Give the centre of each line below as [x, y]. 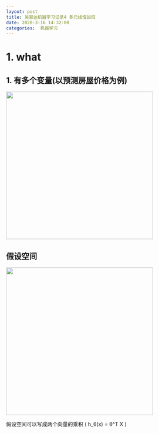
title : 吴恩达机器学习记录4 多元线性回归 [51, 17]
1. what [23, 57]
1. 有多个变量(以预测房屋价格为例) [67, 80]
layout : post [22, 12]
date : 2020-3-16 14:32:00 [38, 22]
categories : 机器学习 [32, 28]
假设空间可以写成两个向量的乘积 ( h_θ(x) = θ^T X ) [67, 424]
